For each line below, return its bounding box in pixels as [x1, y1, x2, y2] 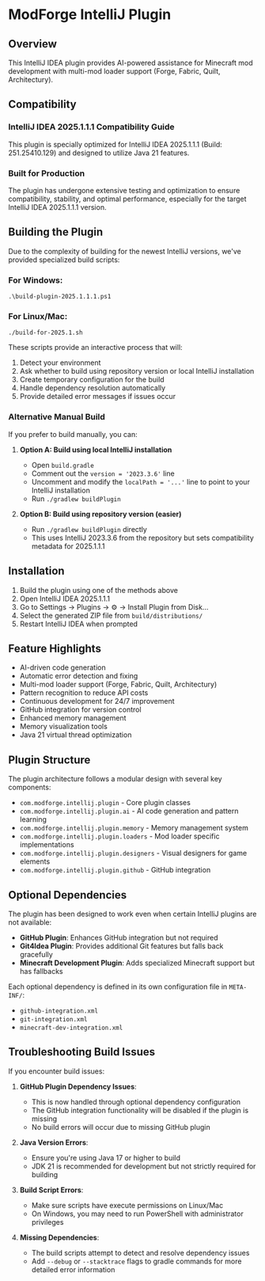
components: [8, 782, 51, 793]
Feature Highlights [8, 641, 101, 655]
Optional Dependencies [8, 888, 127, 902]
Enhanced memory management [19, 713, 127, 723]
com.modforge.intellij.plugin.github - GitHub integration [19, 865, 211, 875]
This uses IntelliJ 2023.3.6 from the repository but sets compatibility [31, 533, 255, 542]
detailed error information [31, 1264, 115, 1274]
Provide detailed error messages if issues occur [19, 392, 176, 401]
